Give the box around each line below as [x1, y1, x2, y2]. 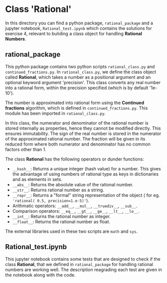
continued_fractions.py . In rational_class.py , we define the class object [5, 69, 157, 75]
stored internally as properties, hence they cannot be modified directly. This [5, 125, 161, 131]
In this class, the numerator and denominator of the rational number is [5, 120, 149, 126]
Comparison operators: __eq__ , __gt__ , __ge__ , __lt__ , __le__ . [12, 208, 140, 214]
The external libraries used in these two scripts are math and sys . [5, 228, 138, 234]
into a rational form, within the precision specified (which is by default [5, 85, 149, 91]
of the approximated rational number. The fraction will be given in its [5, 136, 146, 141]
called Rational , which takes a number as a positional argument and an [5, 74, 151, 80]
